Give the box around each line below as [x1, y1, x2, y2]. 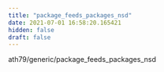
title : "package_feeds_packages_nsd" [8, 11, 132, 20]
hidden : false [8, 26, 55, 34]
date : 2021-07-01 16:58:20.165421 [8, 19, 122, 27]
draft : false [8, 33, 51, 41]
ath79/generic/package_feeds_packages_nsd [8, 55, 156, 64]
